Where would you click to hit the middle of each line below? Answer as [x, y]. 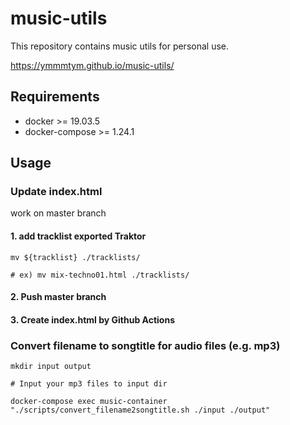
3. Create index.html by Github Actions [92, 319]
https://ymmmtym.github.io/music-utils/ [92, 65]
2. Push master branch [58, 297]
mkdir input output [51, 367]
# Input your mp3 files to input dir [89, 384]
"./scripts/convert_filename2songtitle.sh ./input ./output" [140, 410]
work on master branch [58, 213]
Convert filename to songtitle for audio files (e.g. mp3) [145, 345]
